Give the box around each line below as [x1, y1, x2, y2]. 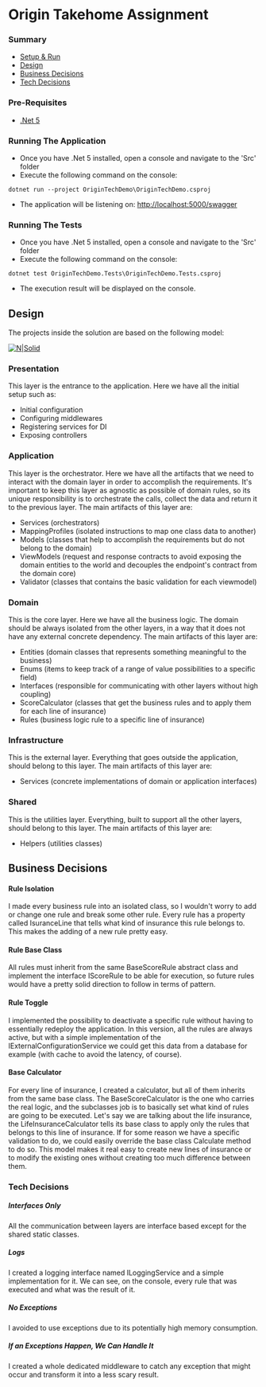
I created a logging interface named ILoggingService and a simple [8, 1268, 224, 1277]
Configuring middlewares [19, 414, 103, 423]
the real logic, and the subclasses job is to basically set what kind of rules [8, 1102, 249, 1112]
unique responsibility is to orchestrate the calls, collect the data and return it [8, 493, 258, 503]
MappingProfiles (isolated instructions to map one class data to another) [19, 526, 256, 536]
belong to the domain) [19, 543, 93, 552]
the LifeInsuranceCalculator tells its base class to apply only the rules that [8, 1119, 250, 1128]
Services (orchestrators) [19, 517, 100, 527]
